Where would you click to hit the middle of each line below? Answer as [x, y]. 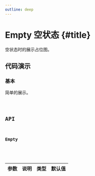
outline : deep [19, 9]
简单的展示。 [18, 93]
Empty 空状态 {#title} [48, 35]
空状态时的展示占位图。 [28, 49]
